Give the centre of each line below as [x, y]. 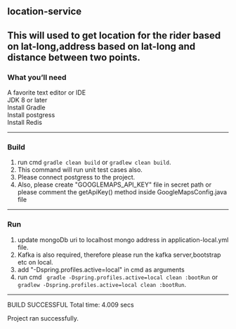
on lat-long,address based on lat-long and [101, 46]
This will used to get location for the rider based [114, 35]
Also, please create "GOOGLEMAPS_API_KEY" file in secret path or [114, 184]
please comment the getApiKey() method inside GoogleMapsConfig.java [122, 192]
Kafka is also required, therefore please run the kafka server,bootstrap [119, 255]
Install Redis [25, 123]
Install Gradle [26, 107]
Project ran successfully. [43, 318]
